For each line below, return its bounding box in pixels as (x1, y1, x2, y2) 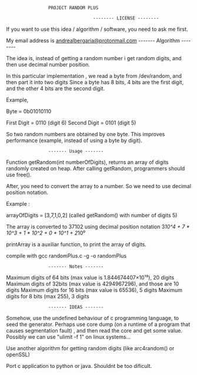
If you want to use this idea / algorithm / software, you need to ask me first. (6, 26, 188, 32)
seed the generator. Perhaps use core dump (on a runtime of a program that (6, 321, 191, 328)
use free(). (6, 171, 32, 178)
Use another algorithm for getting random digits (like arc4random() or (6, 345, 175, 351)
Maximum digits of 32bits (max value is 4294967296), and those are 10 (6, 280, 179, 287)
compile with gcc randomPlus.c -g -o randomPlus (6, 252, 127, 259)
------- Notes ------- (48, 264, 104, 269)
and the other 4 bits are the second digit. (6, 85, 105, 92)
